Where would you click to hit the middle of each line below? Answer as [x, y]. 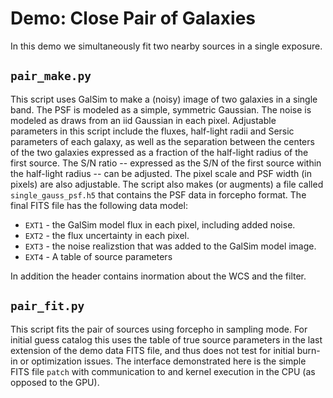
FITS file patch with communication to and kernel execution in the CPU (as [163, 371]
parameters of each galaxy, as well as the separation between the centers [162, 141]
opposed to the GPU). [55, 382]
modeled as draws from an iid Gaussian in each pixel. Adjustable [143, 120]
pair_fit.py [47, 306]
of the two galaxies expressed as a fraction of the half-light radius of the [159, 152]
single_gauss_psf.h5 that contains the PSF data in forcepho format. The [158, 194]
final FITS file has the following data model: [99, 205]
